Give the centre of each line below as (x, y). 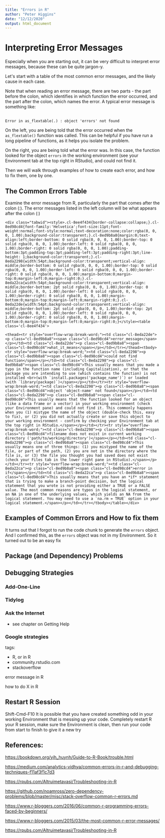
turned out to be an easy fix (33, 540)
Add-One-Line (23, 586)
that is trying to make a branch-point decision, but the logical (74, 481)
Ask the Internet (25, 613)
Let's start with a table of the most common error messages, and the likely (80, 76)
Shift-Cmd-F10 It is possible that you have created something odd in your (79, 714)
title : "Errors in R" (27, 10)
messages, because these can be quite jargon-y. (55, 67)
